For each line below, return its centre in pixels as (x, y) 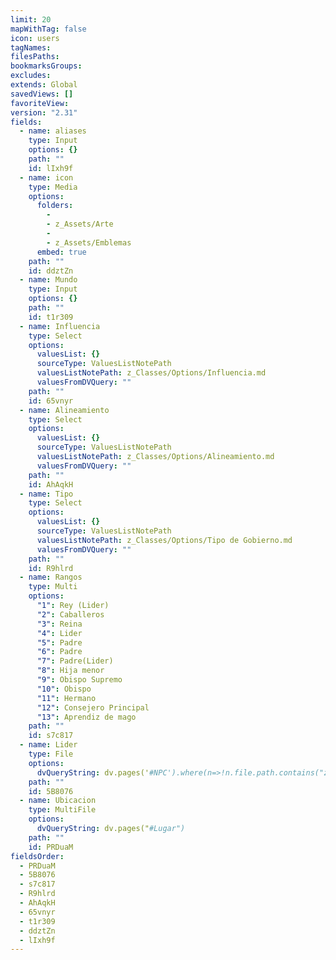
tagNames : (31, 47)
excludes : (31, 76)
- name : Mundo (48, 280)
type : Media (53, 187)
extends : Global (44, 85)
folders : (55, 206)
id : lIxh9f (51, 168)
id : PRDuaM (51, 847)
